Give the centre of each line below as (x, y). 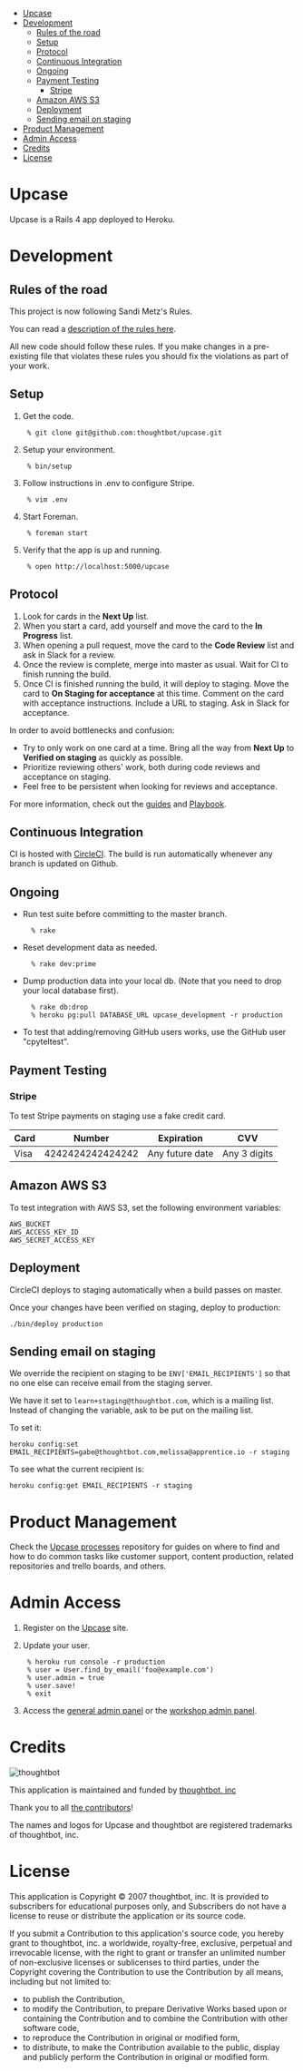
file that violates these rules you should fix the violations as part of (164, 356)
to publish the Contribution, (73, 1999)
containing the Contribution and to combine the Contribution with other (155, 2018)
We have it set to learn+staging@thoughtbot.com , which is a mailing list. (142, 1401)
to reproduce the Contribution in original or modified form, (131, 2038)
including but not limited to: (60, 1982)
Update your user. (56, 1646)
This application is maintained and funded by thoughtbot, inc (123, 1790)
